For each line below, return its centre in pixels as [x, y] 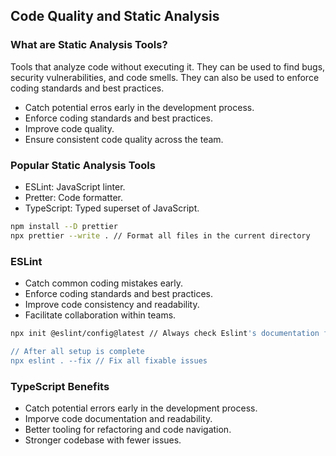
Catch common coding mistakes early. [104, 283]
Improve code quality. [69, 128]
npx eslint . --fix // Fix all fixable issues [109, 360]
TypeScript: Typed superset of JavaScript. [112, 208]
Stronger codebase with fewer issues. [103, 440]
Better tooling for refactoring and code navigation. [128, 429]
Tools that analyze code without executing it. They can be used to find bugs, [168, 66]
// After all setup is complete [77, 351]
